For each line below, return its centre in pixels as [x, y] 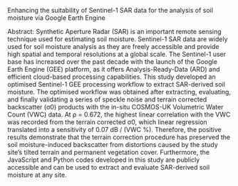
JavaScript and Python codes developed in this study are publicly [104, 160]
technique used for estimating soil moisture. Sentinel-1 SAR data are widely [118, 39]
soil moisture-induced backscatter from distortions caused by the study [113, 144]
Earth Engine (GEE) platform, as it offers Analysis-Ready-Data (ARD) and [114, 69]
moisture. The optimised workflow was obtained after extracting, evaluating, [119, 92]
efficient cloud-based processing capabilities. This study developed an [112, 77]
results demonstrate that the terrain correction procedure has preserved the [119, 137]
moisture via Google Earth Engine [56, 18]
